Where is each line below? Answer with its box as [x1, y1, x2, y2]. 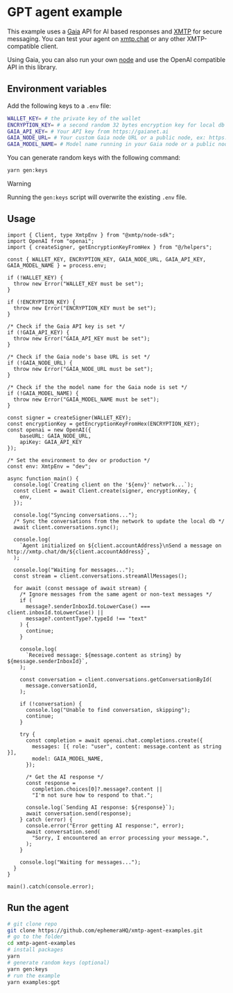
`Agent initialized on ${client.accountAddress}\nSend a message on [19, 542, 222, 549]
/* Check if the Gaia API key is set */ [7, 323, 126, 330]
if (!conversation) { [19, 700, 82, 707]
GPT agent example [7, 4, 123, 20]
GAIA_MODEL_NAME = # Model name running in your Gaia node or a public [7, 141, 216, 148]
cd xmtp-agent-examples [7, 940, 76, 947]
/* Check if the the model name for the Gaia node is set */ [7, 383, 188, 390]
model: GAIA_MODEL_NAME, [32, 755, 104, 762]
